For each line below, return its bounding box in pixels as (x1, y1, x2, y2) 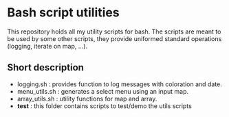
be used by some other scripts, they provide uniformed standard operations (7, 34, 222, 42)
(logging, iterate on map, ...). (7, 42, 88, 50)
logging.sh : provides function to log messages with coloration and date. (17, 80, 222, 88)
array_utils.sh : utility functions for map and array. (17, 94, 157, 103)
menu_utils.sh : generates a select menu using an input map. (17, 87, 189, 95)
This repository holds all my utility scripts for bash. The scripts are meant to (7, 27, 221, 36)
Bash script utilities (7, 5, 120, 21)
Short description (7, 62, 85, 73)
